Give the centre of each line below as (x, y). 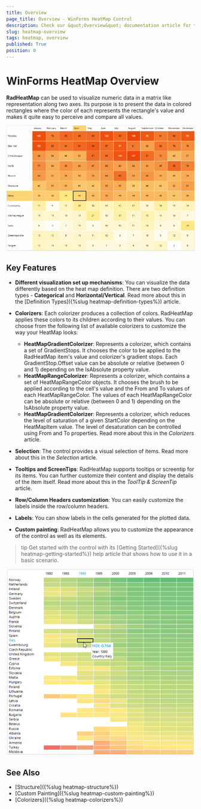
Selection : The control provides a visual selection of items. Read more (101, 451)
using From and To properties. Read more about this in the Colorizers (109, 433)
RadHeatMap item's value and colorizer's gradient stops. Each (100, 356)
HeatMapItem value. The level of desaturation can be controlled (102, 426)
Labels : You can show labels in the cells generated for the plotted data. (103, 518)
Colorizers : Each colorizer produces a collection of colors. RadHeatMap (104, 313)
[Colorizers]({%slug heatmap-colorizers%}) (69, 800)
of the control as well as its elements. (61, 536)
